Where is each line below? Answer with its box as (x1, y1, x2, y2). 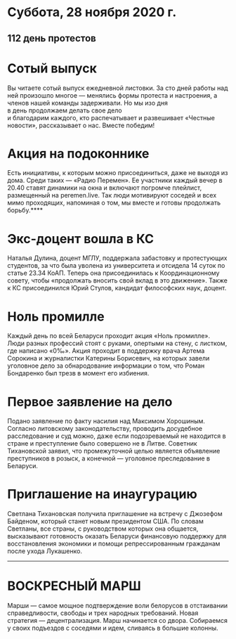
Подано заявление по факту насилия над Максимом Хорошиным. (7, 417, 206, 425)
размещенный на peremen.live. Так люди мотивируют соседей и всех (7, 191, 217, 200)
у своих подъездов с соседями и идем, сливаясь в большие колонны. (7, 624, 219, 633)
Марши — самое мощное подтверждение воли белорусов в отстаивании (7, 602, 228, 610)
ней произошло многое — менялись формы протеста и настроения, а (7, 91, 218, 99)
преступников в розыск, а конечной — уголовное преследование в (7, 454, 211, 463)
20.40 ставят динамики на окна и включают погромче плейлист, (7, 183, 202, 192)
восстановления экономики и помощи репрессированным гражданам (7, 539, 221, 548)
